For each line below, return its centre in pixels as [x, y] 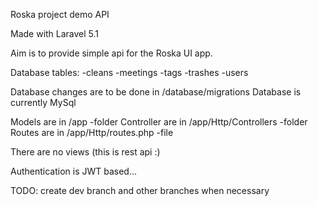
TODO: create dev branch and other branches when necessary [140, 190]
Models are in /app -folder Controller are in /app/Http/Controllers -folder [159, 122]
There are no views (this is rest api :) [85, 152]
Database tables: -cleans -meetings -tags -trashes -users [129, 72]
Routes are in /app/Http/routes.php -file [92, 132]
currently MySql [43, 102]
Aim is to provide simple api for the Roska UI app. [111, 53]
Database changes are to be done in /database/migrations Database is [156, 92]
